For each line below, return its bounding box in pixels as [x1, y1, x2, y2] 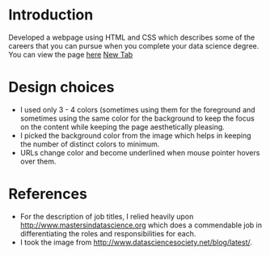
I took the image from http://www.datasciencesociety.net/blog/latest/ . [19, 237, 253, 247]
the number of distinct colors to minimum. [19, 139, 160, 149]
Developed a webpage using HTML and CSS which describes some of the [8, 32, 255, 42]
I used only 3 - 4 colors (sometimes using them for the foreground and [19, 104, 256, 114]
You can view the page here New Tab [8, 49, 133, 59]
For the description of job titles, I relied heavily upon [19, 211, 194, 221]
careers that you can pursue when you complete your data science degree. [8, 40, 259, 50]
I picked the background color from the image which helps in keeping [19, 130, 252, 140]
